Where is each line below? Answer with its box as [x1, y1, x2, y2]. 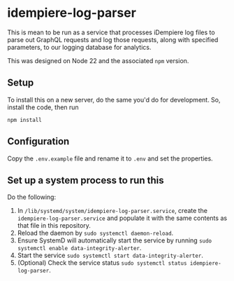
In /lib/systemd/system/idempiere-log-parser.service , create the [17, 207, 208, 215]
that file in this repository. [17, 221, 91, 230]
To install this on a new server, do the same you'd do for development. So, [7, 95, 221, 104]
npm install [7, 116, 42, 123]
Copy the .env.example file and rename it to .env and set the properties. [7, 154, 213, 163]
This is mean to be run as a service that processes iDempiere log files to [7, 28, 215, 36]
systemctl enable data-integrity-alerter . [17, 244, 142, 252]
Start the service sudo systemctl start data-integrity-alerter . [17, 251, 204, 260]
